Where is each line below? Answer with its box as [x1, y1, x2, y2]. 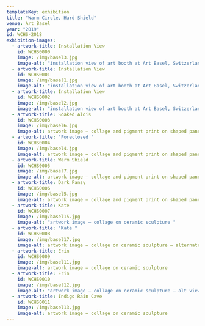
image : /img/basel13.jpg [17, 305, 81, 311]
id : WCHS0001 [17, 72, 51, 78]
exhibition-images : [6, 37, 56, 43]
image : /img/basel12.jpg [17, 282, 81, 288]
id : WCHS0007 [17, 208, 51, 214]
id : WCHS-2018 [6, 32, 43, 38]
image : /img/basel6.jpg [17, 123, 78, 129]
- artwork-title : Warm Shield [12, 157, 88, 163]
